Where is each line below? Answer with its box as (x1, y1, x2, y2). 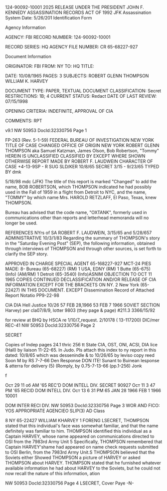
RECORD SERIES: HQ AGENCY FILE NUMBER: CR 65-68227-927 (5, 44, 138, 49)
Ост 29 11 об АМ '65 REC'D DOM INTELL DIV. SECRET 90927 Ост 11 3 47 (5, 382, 156, 388)
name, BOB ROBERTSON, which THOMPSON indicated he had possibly (5, 184, 152, 190)
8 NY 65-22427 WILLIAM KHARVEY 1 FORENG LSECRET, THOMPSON (5, 418, 150, 423)
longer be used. (5, 220, 38, 226)
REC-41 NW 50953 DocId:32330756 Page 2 (5, 322, 96, 328)
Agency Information (5, 24, 46, 30)
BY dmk (5, 169, 21, 175)
